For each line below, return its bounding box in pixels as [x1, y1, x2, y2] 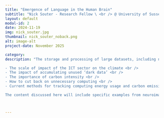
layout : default [5, 16, 38, 21]
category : [5, 52, 25, 57]
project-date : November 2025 [5, 43, 64, 48]
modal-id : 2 [5, 20, 29, 26]
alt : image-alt [5, 39, 36, 44]
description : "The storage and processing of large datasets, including [5, 57, 156, 61]
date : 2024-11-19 [5, 25, 41, 30]
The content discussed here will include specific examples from [5, 92, 141, 98]
